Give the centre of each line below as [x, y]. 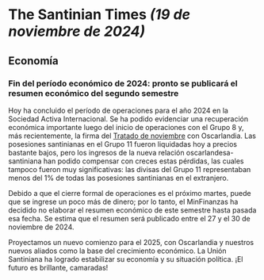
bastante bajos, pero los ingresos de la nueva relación [96, 152]
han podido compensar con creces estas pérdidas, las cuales [143, 161]
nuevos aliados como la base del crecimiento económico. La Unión [118, 251]
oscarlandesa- [210, 152]
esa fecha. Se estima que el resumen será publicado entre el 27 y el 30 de [130, 218]
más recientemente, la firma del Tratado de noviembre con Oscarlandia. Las [132, 136]
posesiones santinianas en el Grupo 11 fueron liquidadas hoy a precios [123, 144]
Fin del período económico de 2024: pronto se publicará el [123, 83]
